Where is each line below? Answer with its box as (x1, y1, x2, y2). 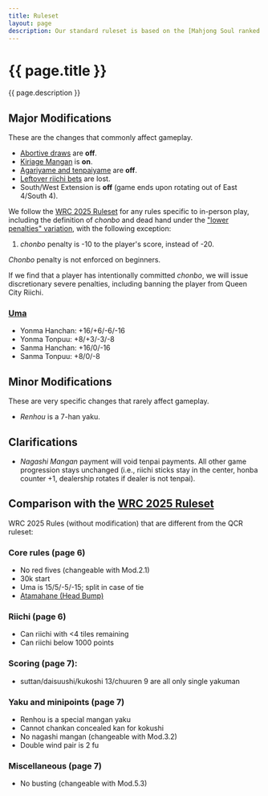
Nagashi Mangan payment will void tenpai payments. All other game (19, 456, 247, 467)
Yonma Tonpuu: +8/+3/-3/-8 (19, 335, 115, 344)
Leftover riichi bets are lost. (19, 174, 111, 184)
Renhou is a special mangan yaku (19, 715, 131, 724)
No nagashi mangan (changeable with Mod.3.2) (19, 732, 178, 741)
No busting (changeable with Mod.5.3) (19, 778, 148, 789)
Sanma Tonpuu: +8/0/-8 (19, 352, 100, 361)
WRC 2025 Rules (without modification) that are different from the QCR (8, 518, 243, 528)
